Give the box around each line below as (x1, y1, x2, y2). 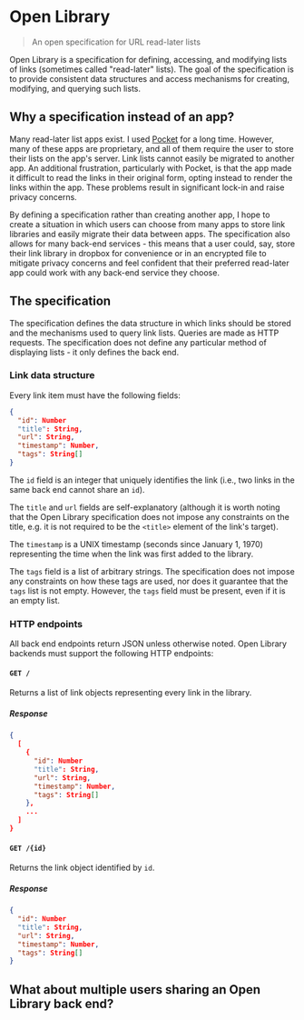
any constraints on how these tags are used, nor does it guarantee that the (9, 575, 289, 586)
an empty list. (9, 595, 61, 605)
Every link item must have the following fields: (9, 389, 181, 401)
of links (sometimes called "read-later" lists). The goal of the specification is (9, 64, 295, 75)
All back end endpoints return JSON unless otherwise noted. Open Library (9, 638, 288, 649)
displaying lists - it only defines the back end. (9, 346, 180, 357)
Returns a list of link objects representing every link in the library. (9, 687, 252, 698)
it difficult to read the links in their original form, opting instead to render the (9, 172, 293, 183)
